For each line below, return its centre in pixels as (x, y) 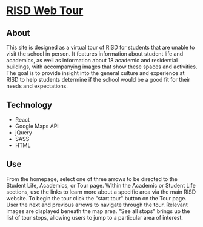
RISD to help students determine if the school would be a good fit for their (98, 80)
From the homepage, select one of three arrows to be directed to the (92, 179)
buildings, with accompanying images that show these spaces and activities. (102, 67)
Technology (29, 105)
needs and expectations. (37, 86)
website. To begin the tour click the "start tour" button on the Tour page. (96, 198)
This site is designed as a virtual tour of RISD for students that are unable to (101, 47)
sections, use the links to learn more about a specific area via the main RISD (101, 192)
